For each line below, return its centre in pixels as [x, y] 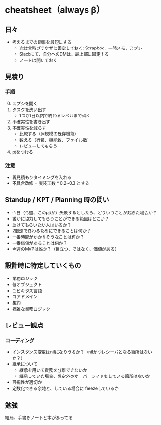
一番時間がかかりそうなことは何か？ [48, 237]
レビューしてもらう [38, 146]
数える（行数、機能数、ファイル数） [55, 140]
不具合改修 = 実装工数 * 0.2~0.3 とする [51, 183]
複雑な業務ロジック [31, 309]
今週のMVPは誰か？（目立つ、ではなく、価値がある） [66, 249]
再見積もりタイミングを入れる [42, 177]
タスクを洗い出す [29, 109]
